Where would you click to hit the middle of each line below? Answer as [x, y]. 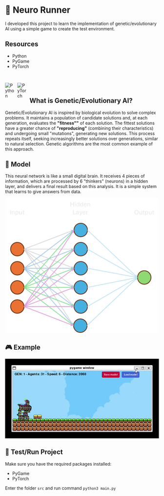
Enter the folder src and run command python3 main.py [61, 488]
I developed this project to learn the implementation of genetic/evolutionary [81, 24]
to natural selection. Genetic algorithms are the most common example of [79, 143]
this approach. [20, 149]
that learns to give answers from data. [43, 192]
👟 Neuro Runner [38, 10]
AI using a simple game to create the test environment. [60, 28]
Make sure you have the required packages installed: [58, 464]
